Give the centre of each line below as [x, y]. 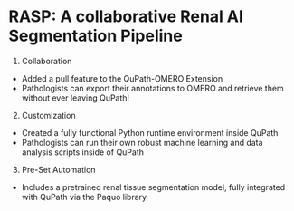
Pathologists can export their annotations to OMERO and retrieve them [152, 88]
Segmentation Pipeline [95, 36]
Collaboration [47, 61]
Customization [48, 115]
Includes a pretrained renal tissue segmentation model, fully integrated [153, 187]
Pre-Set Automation [58, 169]
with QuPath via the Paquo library [84, 197]
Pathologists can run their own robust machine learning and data [142, 142]
